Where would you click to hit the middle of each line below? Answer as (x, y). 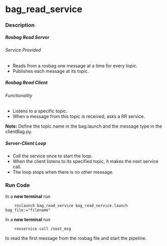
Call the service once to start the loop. (52, 156)
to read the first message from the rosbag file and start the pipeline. (76, 238)
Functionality (19, 95)
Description (20, 25)
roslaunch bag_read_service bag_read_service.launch (71, 206)
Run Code (18, 185)
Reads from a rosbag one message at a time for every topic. (75, 66)
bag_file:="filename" (28, 210)
